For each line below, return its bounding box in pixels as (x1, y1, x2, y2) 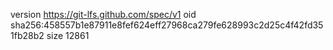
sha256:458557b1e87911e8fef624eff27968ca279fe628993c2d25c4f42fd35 (10, 19, 324, 31)
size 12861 (46, 30, 90, 41)
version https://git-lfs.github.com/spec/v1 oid (10, 9, 197, 20)
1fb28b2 (10, 30, 45, 41)
